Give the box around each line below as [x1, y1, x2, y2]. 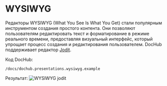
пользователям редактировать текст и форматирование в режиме [5, 30, 150, 36]
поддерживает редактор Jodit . [5, 47, 72, 53]
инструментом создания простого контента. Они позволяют [5, 25, 136, 31]
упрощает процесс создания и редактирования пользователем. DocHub [5, 41, 162, 47]
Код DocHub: [5, 56, 33, 62]
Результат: [5, 75, 28, 81]
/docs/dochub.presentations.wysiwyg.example [5, 66, 100, 71]
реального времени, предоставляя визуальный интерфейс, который [5, 36, 153, 42]
